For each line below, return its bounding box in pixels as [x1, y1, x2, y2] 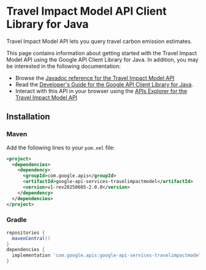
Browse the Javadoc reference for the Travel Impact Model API [15, 74, 175, 81]
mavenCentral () [12, 235, 51, 241]
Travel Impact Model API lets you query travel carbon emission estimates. [6, 37, 193, 45]
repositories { [6, 230, 45, 236]
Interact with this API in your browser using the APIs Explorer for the [15, 87, 188, 94]
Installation [6, 111, 50, 122]
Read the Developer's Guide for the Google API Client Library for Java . [15, 81, 194, 88]
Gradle [6, 216, 27, 224]
